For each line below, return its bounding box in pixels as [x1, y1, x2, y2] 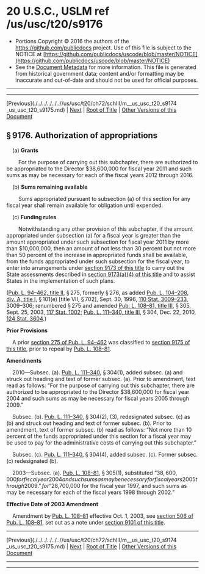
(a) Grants [12, 147, 38, 154]
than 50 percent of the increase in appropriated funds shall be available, [6, 251, 188, 258]
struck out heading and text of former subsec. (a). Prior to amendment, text [6, 375, 196, 382]
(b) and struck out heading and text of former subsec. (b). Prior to [6, 420, 172, 427]
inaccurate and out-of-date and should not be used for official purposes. [15, 76, 198, 84]
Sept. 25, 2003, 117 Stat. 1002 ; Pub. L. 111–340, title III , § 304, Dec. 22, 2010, [6, 308, 196, 316]
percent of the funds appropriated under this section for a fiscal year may [6, 432, 192, 440]
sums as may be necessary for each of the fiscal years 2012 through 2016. [6, 171, 194, 178]
